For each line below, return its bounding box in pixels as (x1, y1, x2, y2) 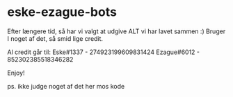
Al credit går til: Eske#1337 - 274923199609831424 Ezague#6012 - (7, 48, 200, 56)
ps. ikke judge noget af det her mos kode (7, 82, 125, 90)
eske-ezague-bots (7, 4, 117, 20)
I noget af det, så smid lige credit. (7, 34, 103, 42)
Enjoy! (7, 69, 26, 77)
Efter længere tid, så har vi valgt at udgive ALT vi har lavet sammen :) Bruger (7, 27, 226, 35)
